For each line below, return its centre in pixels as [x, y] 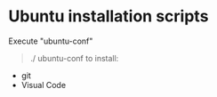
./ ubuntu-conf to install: [74, 58]
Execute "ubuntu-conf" [51, 41]
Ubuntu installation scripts [108, 16]
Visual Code [44, 85]
